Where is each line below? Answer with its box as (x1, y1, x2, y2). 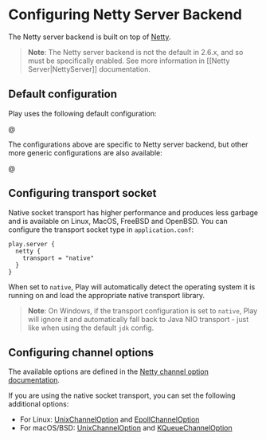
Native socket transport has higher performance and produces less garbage (8, 207, 259, 217)
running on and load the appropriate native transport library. (8, 290, 205, 300)
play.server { (8, 240, 56, 248)
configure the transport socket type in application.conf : (8, 225, 194, 234)
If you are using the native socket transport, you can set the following (8, 391, 237, 400)
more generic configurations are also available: (8, 147, 162, 157)
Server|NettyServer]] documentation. (27, 64, 151, 73)
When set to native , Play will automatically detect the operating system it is (8, 281, 256, 292)
